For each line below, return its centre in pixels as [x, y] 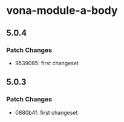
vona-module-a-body [62, 11]
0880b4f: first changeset [46, 112]
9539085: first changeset [47, 63]
